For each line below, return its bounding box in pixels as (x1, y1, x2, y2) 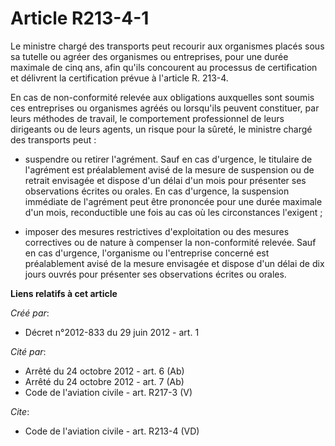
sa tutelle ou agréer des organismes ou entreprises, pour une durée (10, 50, 289, 62)
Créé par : (10, 307, 50, 319)
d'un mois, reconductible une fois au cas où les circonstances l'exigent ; (24, 206, 323, 218)
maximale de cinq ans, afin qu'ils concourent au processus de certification (10, 61, 318, 73)
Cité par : (10, 345, 47, 357)
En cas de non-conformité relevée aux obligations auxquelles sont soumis (10, 91, 315, 103)
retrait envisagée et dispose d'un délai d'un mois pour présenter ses (24, 174, 307, 186)
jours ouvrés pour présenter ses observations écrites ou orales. (24, 268, 287, 280)
